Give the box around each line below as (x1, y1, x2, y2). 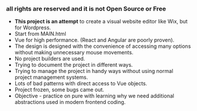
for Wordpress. (14, 24, 51, 31)
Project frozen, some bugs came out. (14, 86, 104, 93)
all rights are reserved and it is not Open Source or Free (6, 5, 166, 13)
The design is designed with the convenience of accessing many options (14, 43, 191, 50)
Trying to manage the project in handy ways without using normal (14, 68, 174, 75)
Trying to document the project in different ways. (14, 61, 133, 68)
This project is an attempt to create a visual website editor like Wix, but (14, 18, 188, 25)
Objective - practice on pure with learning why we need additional (14, 92, 175, 99)
